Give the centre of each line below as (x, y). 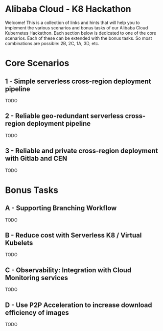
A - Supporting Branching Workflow (61, 208)
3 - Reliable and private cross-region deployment (81, 151)
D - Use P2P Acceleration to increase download (79, 305)
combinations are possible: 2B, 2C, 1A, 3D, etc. (52, 43)
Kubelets (19, 243)
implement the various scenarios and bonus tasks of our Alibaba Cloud (77, 27)
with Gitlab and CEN (36, 158)
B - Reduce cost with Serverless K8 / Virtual (73, 235)
